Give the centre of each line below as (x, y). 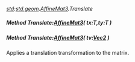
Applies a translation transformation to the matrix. (68, 53)
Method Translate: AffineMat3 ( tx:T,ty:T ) (59, 22)
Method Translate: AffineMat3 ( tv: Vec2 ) (58, 37)
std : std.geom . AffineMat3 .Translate (50, 9)
